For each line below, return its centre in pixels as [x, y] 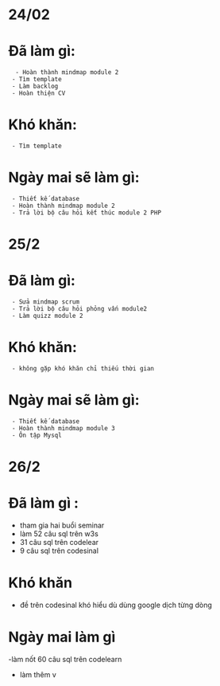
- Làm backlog [35, 86]
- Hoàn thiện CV [39, 93]
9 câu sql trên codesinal [59, 551]
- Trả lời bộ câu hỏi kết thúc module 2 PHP [86, 213]
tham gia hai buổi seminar [62, 525]
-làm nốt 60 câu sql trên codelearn [65, 659]
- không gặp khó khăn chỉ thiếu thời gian [83, 369]
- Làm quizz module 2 [47, 316]
